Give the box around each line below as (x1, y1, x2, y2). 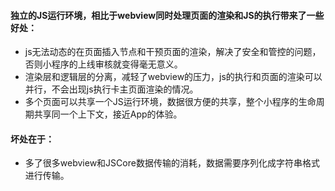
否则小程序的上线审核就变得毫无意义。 (24, 58, 183, 70)
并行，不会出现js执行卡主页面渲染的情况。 (24, 83, 199, 95)
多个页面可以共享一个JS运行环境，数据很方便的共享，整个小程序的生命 (24, 96, 317, 108)
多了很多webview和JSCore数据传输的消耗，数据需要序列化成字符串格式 (24, 157, 320, 169)
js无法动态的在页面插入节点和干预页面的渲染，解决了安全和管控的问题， (24, 46, 322, 58)
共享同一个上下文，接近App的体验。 (33, 108, 183, 120)
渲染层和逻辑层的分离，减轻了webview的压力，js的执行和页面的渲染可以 (24, 71, 323, 83)
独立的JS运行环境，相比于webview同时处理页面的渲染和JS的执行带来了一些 (10, 9, 325, 21)
